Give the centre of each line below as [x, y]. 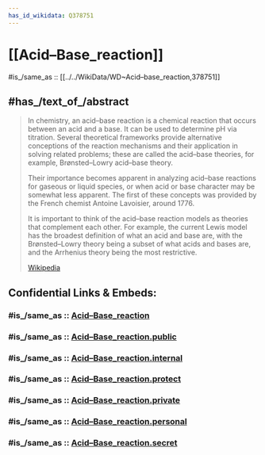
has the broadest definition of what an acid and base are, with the [135, 235]
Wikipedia [44, 268]
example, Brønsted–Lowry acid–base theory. [100, 162]
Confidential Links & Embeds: [83, 293]
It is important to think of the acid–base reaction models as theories [138, 219]
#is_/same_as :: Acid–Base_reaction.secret [93, 443]
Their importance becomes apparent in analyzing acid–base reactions [142, 178]
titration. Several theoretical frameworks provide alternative [125, 138]
